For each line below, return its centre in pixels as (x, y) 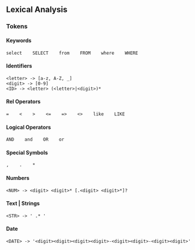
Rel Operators (24, 102)
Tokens (17, 26)
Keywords (19, 40)
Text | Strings (23, 204)
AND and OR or (35, 140)
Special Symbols (27, 152)
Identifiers (19, 66)
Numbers (18, 178)
